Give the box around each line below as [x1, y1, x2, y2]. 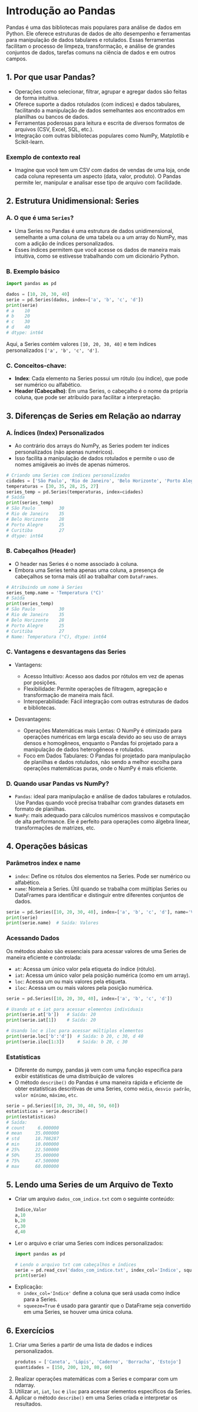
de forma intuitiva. [14, 94, 59, 101]
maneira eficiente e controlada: [6, 954, 82, 961]
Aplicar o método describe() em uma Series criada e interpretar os [14, 1394, 178, 1401]
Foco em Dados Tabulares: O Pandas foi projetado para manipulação [23, 752, 191, 759]
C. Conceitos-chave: [6, 361, 67, 370]
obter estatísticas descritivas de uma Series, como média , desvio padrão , [14, 1085, 192, 1092]
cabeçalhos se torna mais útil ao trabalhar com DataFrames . [14, 572, 158, 580]
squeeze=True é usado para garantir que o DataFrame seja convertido [23, 1302, 192, 1309]
